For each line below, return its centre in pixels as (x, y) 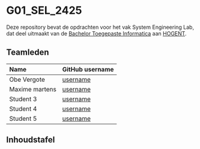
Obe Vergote (27, 79)
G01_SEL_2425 (44, 11)
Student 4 (23, 109)
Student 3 (23, 99)
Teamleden (28, 53)
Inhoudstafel (31, 140)
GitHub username (88, 69)
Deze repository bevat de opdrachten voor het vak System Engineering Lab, (100, 27)
